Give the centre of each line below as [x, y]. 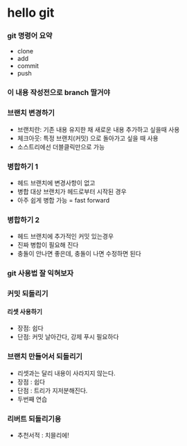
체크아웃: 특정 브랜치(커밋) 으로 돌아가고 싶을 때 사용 [88, 138]
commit [28, 66]
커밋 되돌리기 [28, 294]
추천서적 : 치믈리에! [43, 435]
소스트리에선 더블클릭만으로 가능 [61, 146]
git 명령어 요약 [30, 36]
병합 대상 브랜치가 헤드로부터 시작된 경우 [72, 191]
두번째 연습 [32, 399]
